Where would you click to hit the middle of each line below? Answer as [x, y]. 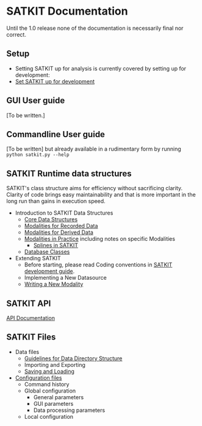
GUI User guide [36, 101]
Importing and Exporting [55, 364]
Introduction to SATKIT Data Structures [64, 213]
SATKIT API [29, 303]
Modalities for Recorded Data [61, 226]
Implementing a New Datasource [65, 278]
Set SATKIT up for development [55, 81]
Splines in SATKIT [56, 246]
